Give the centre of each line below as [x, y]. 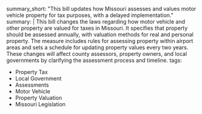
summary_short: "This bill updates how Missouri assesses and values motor [101, 9]
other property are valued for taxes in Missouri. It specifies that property [97, 28]
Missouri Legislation [40, 104]
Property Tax [31, 72]
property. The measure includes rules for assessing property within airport [100, 41]
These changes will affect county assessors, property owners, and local [97, 54]
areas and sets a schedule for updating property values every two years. [97, 47]
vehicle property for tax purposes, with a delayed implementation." [90, 15]
